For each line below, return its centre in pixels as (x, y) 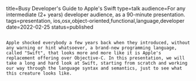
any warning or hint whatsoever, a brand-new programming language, (92, 48)
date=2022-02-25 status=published (50, 27)
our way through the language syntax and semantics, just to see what (94, 68)
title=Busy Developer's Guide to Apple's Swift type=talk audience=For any (96, 8)
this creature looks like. (39, 73)
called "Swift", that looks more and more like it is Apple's (84, 53)
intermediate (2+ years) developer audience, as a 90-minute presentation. (96, 15)
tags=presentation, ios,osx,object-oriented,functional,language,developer (95, 21)
